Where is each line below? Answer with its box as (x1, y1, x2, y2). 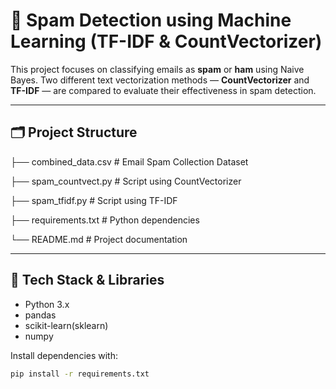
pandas (24, 309, 57, 321)
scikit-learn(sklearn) (24, 319, 109, 331)
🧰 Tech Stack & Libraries (10, 272, 165, 289)
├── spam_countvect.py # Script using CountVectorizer (10, 175, 242, 187)
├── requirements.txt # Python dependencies (10, 214, 200, 226)
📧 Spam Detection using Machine (10, 9, 292, 32)
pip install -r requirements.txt (10, 369, 150, 379)
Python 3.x (24, 298, 70, 310)
